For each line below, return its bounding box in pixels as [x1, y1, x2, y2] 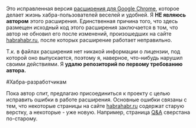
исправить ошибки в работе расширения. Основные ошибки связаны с [6, 96, 188, 103]
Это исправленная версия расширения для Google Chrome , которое [6, 5, 179, 12]
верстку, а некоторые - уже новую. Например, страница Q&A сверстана [6, 109, 191, 116]
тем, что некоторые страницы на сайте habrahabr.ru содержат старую [6, 103, 185, 109]
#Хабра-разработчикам [6, 78, 67, 85]
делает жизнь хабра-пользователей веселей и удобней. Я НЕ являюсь [6, 11, 187, 18]
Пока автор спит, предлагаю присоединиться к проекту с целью [6, 90, 171, 97]
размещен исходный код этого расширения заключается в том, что [6, 24, 178, 31]
